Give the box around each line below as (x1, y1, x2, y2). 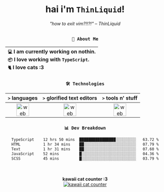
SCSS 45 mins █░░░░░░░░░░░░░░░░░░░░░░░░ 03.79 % (11, 156, 159, 161)
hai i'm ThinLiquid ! (45, 4, 125, 15)
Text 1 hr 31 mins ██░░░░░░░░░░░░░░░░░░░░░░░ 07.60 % (11, 147, 159, 152)
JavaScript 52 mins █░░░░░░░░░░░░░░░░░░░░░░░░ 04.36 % (11, 151, 159, 156)
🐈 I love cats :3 (8, 64, 44, 71)
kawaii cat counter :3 (62, 176, 108, 182)
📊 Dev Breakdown (64, 125, 106, 131)
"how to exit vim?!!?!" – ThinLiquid (50, 20, 120, 26)
